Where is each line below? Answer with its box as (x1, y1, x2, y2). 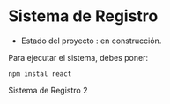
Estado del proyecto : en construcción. (20, 35, 162, 46)
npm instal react (8, 69, 72, 78)
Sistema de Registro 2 (8, 85, 88, 95)
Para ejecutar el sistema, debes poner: (8, 52, 149, 63)
